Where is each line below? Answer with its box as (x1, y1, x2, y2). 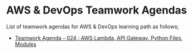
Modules (14, 41, 37, 48)
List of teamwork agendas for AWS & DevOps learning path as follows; (6, 23, 179, 30)
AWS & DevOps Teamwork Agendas (6, 4, 188, 17)
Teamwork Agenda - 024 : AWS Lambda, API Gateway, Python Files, (14, 34, 183, 41)
